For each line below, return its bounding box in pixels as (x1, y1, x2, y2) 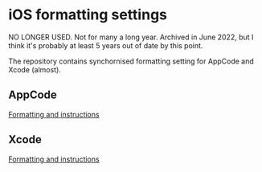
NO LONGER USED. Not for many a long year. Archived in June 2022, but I (8, 32, 254, 42)
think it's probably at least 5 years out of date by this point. (8, 40, 203, 50)
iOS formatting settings (8, 6, 167, 24)
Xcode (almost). (8, 64, 62, 74)
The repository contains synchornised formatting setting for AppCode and (8, 56, 255, 66)
